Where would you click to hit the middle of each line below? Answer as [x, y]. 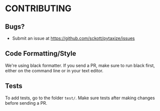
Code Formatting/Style [41, 54]
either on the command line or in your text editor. [54, 70]
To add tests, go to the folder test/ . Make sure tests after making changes [80, 98]
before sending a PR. [26, 103]
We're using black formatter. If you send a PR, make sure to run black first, [80, 65]
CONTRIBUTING [38, 9]
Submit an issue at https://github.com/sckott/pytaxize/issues [73, 38]
